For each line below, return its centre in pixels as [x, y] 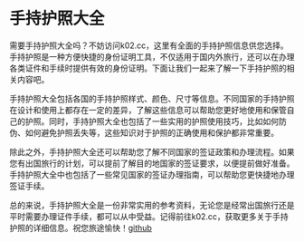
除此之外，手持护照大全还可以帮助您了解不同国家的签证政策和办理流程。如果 [152, 151]
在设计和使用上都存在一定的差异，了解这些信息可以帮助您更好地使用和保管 [148, 110]
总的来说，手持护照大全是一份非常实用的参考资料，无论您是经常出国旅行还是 [152, 205]
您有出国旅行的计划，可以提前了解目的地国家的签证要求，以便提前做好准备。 [152, 163]
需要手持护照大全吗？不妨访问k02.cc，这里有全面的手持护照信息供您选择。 [149, 45]
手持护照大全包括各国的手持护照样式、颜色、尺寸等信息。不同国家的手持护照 [152, 98]
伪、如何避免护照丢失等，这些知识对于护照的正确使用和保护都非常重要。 [144, 132]
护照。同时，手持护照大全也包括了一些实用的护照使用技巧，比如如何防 [156, 121]
